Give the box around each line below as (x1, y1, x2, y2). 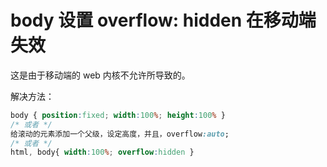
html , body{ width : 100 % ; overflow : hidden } (10, 147, 195, 158)
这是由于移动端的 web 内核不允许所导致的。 (10, 69, 191, 81)
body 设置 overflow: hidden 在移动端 (10, 9, 317, 32)
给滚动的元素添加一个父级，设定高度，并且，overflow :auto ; (10, 129, 230, 139)
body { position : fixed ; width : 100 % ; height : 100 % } (10, 110, 226, 120)
